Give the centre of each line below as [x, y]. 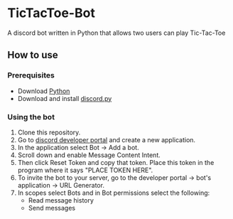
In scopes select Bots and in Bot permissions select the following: [114, 193]
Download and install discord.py [65, 98]
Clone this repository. [49, 132]
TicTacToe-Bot [52, 13]
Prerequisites [31, 75]
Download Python [44, 91]
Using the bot [31, 117]
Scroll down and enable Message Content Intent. [89, 155]
